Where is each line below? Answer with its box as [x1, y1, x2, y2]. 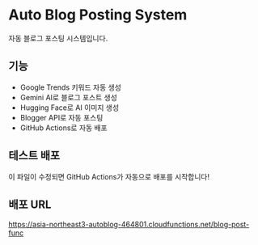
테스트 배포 [8, 149, 61, 163]
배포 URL [8, 197, 52, 211]
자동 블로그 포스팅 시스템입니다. [8, 33, 108, 43]
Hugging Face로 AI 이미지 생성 [19, 103, 120, 112]
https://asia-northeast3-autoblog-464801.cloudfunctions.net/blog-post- [8, 220, 250, 230]
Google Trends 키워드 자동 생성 [19, 82, 121, 92]
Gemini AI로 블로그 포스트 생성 [19, 92, 117, 102]
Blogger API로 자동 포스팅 [19, 112, 104, 122]
